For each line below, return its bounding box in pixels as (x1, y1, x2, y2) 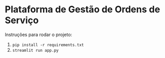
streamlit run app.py (12, 48, 59, 53)
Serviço (5, 14, 39, 26)
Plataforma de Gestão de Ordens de (5, 4, 160, 15)
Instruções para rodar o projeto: (5, 31, 72, 37)
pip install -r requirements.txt (12, 42, 84, 47)
